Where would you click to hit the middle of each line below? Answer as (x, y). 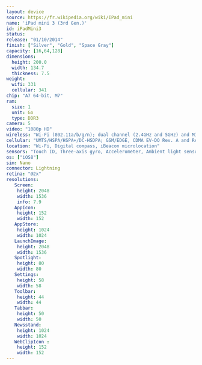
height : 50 (31, 314)
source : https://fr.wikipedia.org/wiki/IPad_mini (70, 17)
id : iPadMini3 (24, 29)
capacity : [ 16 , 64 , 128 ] (35, 51)
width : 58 (29, 286)
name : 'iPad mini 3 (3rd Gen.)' (47, 23)
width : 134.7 (28, 68)
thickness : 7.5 (31, 73)
